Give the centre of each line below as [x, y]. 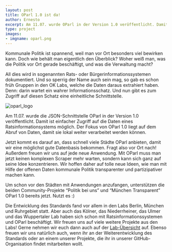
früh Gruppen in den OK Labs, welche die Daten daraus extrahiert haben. [82, 85]
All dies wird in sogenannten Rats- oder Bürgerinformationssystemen [78, 74]
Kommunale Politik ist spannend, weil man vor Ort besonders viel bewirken [84, 53]
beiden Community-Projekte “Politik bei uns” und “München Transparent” [83, 190]
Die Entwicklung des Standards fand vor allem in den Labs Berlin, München [85, 205]
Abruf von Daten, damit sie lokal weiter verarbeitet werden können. [76, 132]
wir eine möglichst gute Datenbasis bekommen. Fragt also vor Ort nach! [81, 147]
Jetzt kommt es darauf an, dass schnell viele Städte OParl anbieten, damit [83, 142]
